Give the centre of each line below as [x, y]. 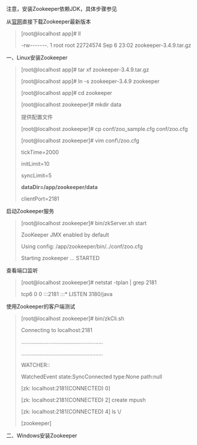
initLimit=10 [35, 164]
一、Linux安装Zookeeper [37, 58]
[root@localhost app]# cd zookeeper [66, 93]
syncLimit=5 [36, 175]
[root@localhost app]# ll [51, 34]
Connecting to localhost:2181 [57, 330]
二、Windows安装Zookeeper [42, 435]
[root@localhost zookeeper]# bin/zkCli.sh [72, 318]
